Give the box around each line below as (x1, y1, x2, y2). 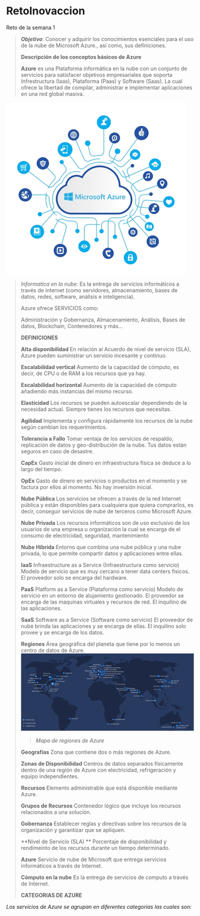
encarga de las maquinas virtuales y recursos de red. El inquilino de (20, 598, 187, 605)
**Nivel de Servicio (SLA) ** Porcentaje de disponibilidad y (20, 838, 167, 845)
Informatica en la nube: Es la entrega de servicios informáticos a (20, 280, 180, 287)
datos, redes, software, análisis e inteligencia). (20, 293, 135, 300)
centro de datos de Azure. (20, 646, 85, 654)
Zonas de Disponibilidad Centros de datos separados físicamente (20, 760, 183, 767)
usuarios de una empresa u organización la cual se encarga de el (20, 525, 181, 533)
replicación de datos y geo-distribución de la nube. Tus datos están (20, 441, 187, 448)
